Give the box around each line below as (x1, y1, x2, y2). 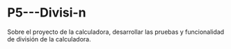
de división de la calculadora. (7, 35, 92, 43)
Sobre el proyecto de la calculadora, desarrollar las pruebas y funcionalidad (7, 28, 225, 36)
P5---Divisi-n (7, 5, 86, 21)
